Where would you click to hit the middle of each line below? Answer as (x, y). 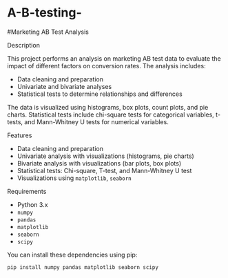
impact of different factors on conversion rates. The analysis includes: (106, 66)
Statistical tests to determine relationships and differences (100, 94)
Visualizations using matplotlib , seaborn (74, 178)
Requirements (27, 191)
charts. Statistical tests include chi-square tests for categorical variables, (111, 115)
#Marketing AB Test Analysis (48, 32)
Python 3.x (32, 204)
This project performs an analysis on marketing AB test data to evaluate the (114, 58)
